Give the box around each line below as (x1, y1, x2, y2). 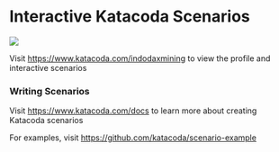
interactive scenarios (9, 62, 87, 73)
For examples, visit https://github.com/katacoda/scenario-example (9, 132, 256, 143)
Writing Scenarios (9, 85, 90, 97)
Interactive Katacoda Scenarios (9, 6, 250, 27)
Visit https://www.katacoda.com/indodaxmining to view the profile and (9, 52, 271, 64)
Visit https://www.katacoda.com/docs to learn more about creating (9, 105, 257, 116)
